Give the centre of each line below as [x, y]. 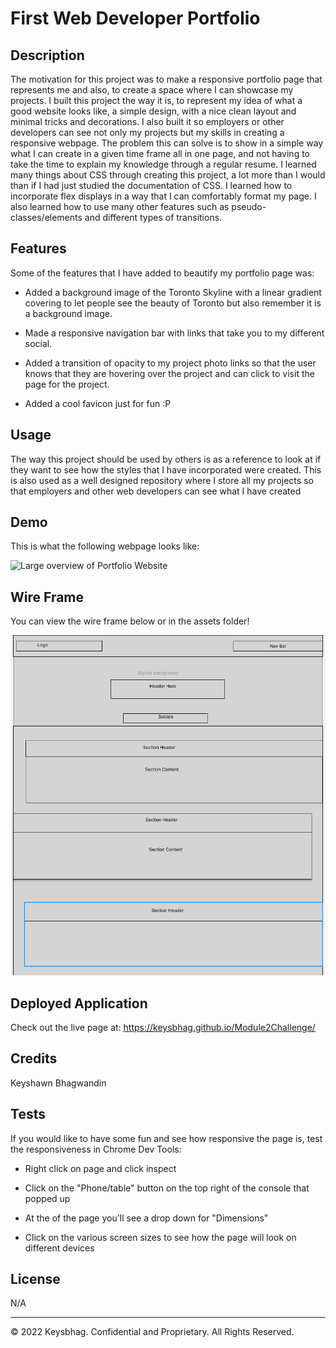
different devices [59, 1248]
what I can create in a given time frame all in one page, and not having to [160, 153]
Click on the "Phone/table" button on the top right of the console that [167, 1188]
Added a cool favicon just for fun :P [98, 403]
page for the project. [67, 384]
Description [47, 55]
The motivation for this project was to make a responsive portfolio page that [166, 79]
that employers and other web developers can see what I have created [156, 491]
